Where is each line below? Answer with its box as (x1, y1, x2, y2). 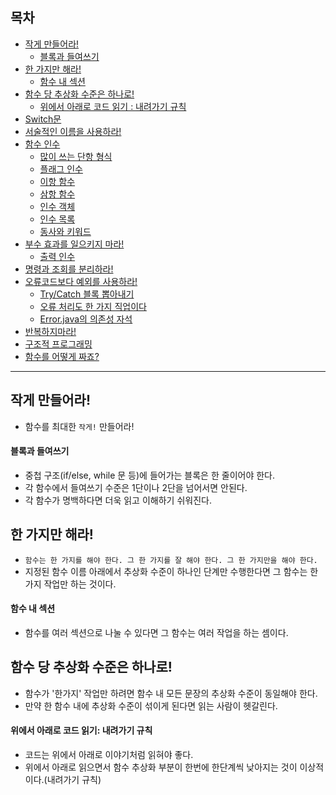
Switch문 (24, 113, 62, 125)
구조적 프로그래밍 (24, 338, 93, 350)
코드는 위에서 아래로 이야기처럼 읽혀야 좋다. (24, 748, 194, 760)
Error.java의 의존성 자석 (39, 313, 133, 325)
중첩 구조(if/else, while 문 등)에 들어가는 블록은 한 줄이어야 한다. (24, 469, 275, 481)
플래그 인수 (39, 163, 83, 175)
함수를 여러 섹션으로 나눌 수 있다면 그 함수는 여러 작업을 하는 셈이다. (24, 626, 289, 638)
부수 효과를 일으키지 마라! (24, 238, 125, 250)
